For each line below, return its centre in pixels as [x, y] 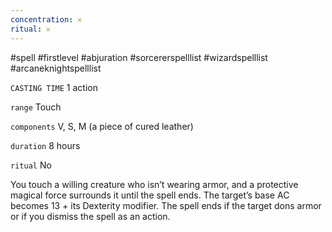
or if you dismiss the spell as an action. [90, 216]
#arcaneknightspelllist [56, 68]
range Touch [36, 107]
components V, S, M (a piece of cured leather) [102, 126]
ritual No [31, 165]
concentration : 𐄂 [46, 19]
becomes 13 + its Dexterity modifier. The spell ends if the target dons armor [166, 205]
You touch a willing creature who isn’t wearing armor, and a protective [154, 184]
